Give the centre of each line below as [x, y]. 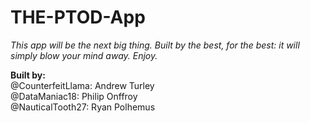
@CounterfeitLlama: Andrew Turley [82, 85]
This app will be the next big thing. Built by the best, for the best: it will [155, 45]
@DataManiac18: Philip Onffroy [74, 96]
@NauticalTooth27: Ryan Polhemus [83, 107]
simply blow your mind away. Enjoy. [84, 55]
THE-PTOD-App [78, 17]
